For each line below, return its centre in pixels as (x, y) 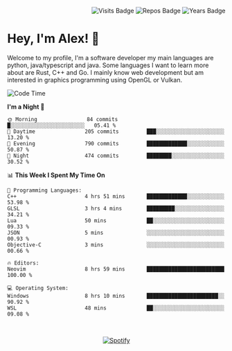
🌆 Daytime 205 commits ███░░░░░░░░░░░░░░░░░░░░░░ (116, 132)
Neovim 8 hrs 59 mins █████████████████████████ (116, 269)
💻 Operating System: (38, 288)
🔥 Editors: (23, 263)
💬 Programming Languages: (44, 190)
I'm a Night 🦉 (26, 107)
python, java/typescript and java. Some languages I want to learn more (108, 65)
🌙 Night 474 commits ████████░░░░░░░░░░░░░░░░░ (116, 156)
